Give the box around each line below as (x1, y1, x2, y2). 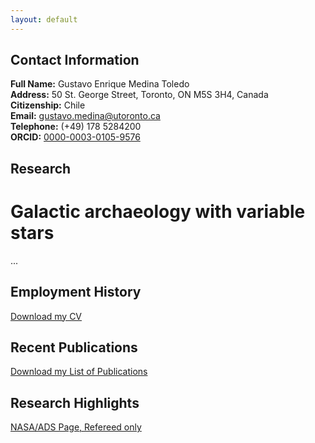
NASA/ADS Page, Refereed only (10, 421, 142, 433)
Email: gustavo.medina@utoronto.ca (10, 110, 161, 122)
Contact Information (10, 52, 140, 69)
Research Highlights (10, 394, 140, 411)
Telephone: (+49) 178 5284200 (10, 121, 142, 133)
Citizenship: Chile (10, 99, 86, 111)
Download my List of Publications (10, 366, 148, 378)
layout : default (10, 14, 78, 25)
